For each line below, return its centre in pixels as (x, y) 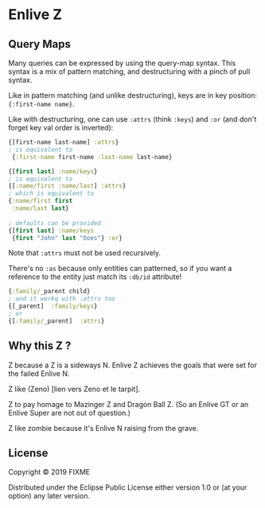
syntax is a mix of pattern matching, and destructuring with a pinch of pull (129, 72)
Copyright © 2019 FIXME (49, 472)
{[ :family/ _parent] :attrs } (57, 321)
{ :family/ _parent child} (49, 292)
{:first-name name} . (41, 104)
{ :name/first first (41, 201)
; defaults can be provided (55, 223)
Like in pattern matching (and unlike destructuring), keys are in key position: (132, 95)
